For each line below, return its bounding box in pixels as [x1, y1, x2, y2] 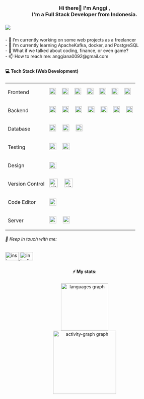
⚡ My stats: [72, 268, 97, 275]
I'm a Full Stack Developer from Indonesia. [32, 11, 137, 18]
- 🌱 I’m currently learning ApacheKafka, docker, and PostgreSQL [5, 42, 139, 48]
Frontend [8, 88, 29, 96]
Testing [8, 144, 26, 151]
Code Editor [8, 198, 36, 205]
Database [8, 125, 31, 132]
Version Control [8, 180, 45, 187]
